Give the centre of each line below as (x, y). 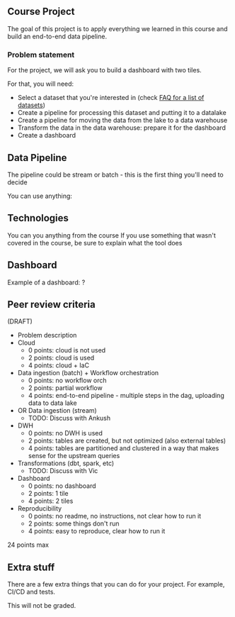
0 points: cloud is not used (67, 350)
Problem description (47, 335)
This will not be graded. (42, 606)
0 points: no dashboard (62, 486)
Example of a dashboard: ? (46, 282)
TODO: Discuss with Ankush (69, 418)
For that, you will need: (41, 84)
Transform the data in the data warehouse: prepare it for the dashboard (122, 128)
